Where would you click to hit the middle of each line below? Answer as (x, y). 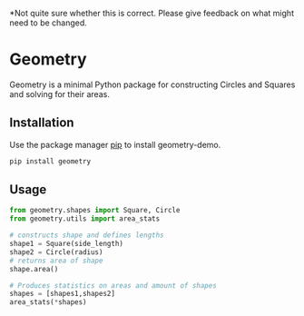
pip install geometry (50, 161)
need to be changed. (49, 23)
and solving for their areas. (60, 94)
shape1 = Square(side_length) (67, 244)
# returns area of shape (56, 261)
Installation (42, 123)
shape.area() (34, 269)
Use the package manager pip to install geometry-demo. (115, 144)
